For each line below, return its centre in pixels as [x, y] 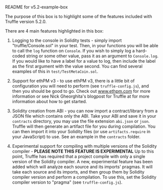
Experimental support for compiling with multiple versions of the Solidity [84, 146]
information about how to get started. [49, 101]
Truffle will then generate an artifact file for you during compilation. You [84, 126]
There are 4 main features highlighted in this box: [54, 31]
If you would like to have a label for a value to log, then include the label [84, 61]
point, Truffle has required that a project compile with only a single [79, 156]
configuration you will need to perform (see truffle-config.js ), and [81, 86]
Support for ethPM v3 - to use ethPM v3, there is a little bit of [73, 81]
